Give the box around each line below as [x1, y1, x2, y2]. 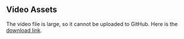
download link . [6, 27, 42, 34]
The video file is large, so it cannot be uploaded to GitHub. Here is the [6, 20, 178, 27]
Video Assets [6, 5, 57, 15]
